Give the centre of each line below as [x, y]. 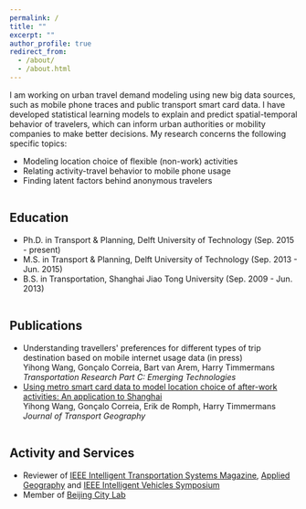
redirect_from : [38, 52]
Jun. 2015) [42, 269]
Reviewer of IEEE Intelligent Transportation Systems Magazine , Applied [156, 475]
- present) [42, 249]
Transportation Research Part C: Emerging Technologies [129, 376]
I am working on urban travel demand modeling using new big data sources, [153, 95]
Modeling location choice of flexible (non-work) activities [130, 161]
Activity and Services [72, 453]
